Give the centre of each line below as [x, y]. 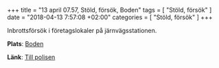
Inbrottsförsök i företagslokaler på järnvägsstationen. [82, 31]
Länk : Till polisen [31, 57]
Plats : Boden [25, 44]
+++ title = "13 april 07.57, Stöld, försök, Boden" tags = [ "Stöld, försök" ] [109, 10]
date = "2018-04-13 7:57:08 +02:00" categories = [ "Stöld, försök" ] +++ [110, 17]
